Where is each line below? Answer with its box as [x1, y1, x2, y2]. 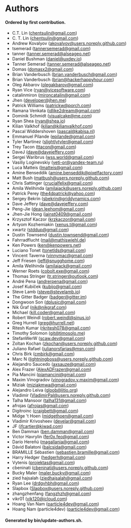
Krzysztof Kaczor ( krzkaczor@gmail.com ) [12, 216, 96, 222]
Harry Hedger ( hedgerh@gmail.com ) [12, 454, 86, 460]
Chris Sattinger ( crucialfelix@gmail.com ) [12, 180, 93, 186]
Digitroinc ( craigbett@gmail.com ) [12, 408, 79, 414]
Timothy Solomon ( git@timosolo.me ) [12, 330, 86, 336]
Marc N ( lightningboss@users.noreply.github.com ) [12, 356, 114, 362]
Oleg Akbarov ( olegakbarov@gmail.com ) [12, 82, 94, 88]
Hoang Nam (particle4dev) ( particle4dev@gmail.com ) [12, 506, 120, 512]
